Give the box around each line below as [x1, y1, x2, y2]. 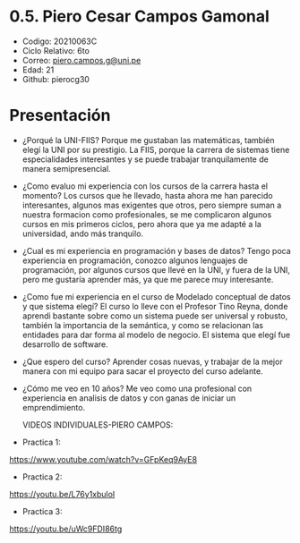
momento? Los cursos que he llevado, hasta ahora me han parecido [21, 190, 273, 200]
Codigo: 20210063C [21, 36, 98, 47]
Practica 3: [21, 505, 63, 516]
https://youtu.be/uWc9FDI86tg [9, 523, 123, 534]
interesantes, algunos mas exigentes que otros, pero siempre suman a [21, 199, 282, 210]
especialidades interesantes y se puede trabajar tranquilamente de [21, 154, 269, 165]
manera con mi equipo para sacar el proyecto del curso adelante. [21, 365, 263, 377]
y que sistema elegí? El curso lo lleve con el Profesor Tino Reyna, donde [21, 301, 288, 311]
